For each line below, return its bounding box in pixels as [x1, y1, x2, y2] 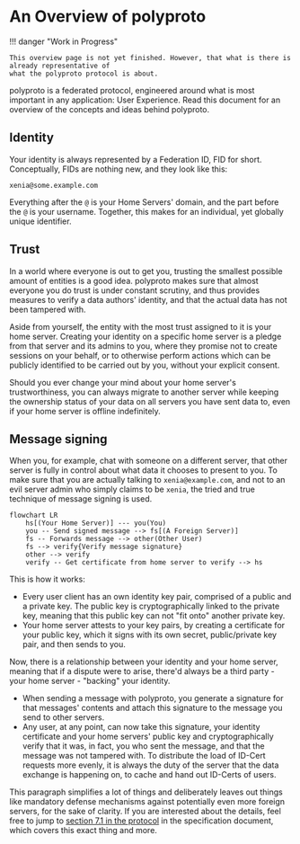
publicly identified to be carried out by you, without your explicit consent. [9, 360, 280, 370]
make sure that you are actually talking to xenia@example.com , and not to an [9, 475, 286, 485]
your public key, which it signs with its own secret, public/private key [22, 629, 277, 640]
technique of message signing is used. [9, 493, 153, 504]
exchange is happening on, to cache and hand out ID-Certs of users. [22, 769, 277, 780]
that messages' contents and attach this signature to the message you [22, 703, 283, 714]
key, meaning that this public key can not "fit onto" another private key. [22, 610, 286, 621]
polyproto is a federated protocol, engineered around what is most [9, 84, 255, 95]
